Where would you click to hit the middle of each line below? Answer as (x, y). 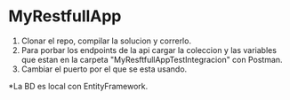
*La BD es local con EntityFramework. (78, 86)
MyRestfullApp (65, 16)
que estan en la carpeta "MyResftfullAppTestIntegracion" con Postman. (152, 59)
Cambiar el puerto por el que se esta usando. (104, 69)
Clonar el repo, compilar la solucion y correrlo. (106, 41)
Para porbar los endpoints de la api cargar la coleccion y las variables (149, 50)
